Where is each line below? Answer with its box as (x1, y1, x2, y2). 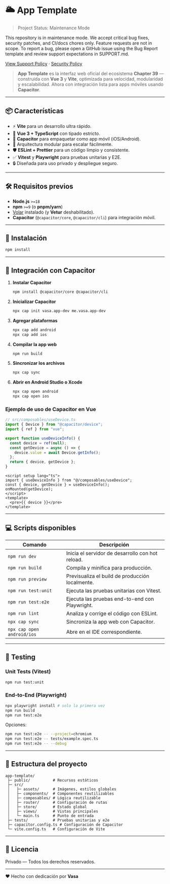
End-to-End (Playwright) (5, 692, 67, 699)
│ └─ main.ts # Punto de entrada (7, 813, 94, 818)
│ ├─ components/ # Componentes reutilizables (7, 791, 114, 796)
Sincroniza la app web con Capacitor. (66, 618, 155, 625)
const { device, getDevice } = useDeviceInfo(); (5, 482, 110, 488)
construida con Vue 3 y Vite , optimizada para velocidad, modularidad (17, 76, 163, 82)
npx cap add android (12, 327, 56, 332)
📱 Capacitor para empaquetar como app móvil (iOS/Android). (12, 135, 141, 142)
